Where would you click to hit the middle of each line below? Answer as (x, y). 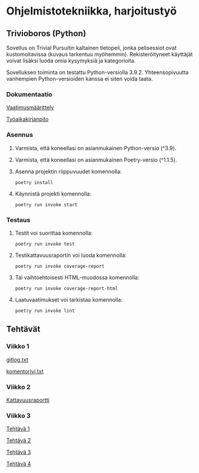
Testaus (18, 220)
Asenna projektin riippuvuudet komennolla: (68, 171)
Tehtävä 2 (19, 440)
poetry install (34, 182)
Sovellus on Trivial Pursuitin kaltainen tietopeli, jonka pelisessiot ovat (91, 48)
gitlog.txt (17, 360)
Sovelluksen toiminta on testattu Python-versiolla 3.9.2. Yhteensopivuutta (97, 72)
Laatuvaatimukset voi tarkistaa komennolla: (68, 299)
